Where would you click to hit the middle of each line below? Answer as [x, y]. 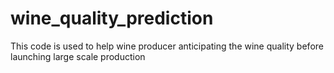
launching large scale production [78, 56]
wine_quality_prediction [112, 18]
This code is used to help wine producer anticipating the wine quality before [167, 46]
